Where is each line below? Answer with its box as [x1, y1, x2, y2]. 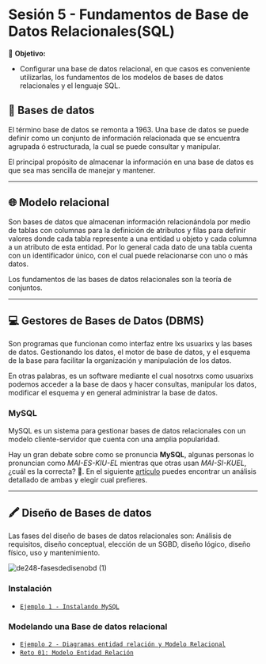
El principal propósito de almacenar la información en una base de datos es [8, 157, 254, 166]
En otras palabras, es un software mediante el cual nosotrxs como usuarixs [8, 371, 253, 381]
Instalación [8, 583, 52, 594]
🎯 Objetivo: [8, 48, 46, 58]
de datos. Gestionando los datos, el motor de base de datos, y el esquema [8, 347, 251, 357]
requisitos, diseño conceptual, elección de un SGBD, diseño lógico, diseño [8, 540, 251, 549]
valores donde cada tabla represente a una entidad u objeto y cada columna [8, 234, 257, 243]
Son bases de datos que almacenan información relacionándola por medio [8, 216, 251, 227]
